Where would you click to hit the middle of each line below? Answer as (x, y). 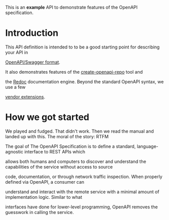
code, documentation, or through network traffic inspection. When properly (84, 177)
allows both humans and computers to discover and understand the (76, 161)
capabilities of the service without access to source (59, 167)
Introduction (32, 33)
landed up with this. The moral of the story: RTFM (57, 136)
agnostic (14, 151)
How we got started (47, 117)
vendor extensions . (25, 97)
